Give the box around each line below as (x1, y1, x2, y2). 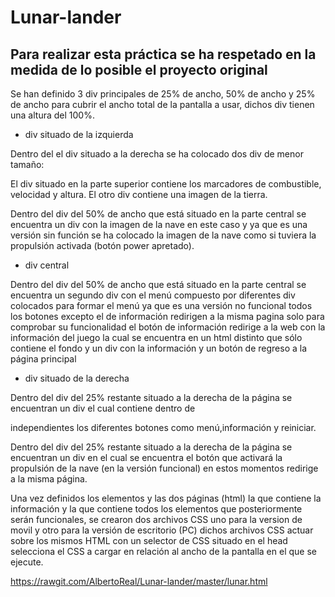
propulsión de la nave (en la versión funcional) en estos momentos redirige (10, 462, 319, 474)
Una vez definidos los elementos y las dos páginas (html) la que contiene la (10, 492, 322, 504)
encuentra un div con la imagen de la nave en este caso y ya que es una (10, 219, 308, 230)
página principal (10, 353, 77, 365)
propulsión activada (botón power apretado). (10, 240, 195, 251)
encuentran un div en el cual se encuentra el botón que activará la (10, 452, 283, 463)
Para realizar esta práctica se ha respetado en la (10, 46, 317, 63)
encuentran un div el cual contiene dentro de (10, 402, 196, 414)
